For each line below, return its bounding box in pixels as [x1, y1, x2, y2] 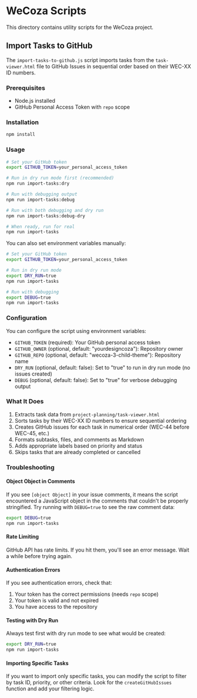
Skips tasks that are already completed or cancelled [14, 448, 141, 455]
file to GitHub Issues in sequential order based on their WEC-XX [36, 63, 191, 70]
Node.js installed [14, 97, 56, 105]
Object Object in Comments [6, 478, 75, 485]
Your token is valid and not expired [14, 597, 99, 604]
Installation [6, 118, 39, 126]
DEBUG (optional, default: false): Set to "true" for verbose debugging [14, 376, 178, 383]
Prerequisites [6, 84, 45, 92]
